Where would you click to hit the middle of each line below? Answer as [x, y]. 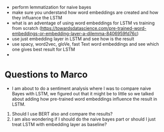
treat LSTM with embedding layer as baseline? [59, 124]
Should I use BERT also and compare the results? [62, 114]
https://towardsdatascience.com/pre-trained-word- [94, 28]
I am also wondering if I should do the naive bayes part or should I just [84, 119]
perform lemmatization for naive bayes [51, 7]
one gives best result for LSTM [43, 49]
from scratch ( [26, 28]
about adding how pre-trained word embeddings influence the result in [84, 99]
